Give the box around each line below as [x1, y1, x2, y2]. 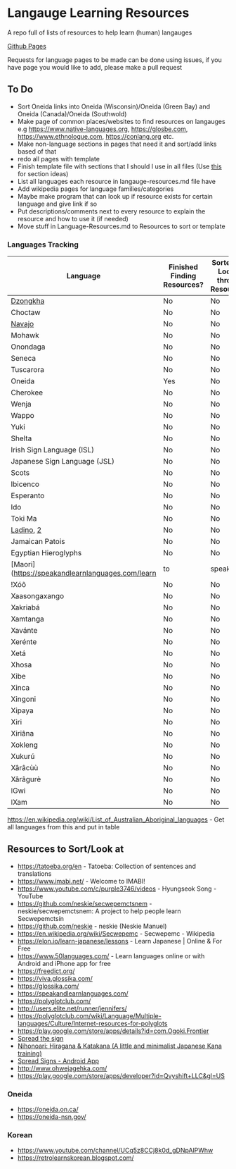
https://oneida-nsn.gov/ [17, 1113, 86, 1121]
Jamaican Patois [11, 537, 65, 547]
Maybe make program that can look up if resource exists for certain [17, 192, 213, 200]
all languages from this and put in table [7, 823, 120, 831]
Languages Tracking [7, 240, 79, 249]
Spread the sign [17, 1034, 64, 1042]
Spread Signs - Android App [17, 1056, 100, 1065]
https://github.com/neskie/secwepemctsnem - [17, 899, 152, 908]
